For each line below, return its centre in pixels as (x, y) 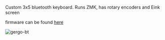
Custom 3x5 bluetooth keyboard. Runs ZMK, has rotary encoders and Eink (83, 7)
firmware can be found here (34, 22)
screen (13, 12)
